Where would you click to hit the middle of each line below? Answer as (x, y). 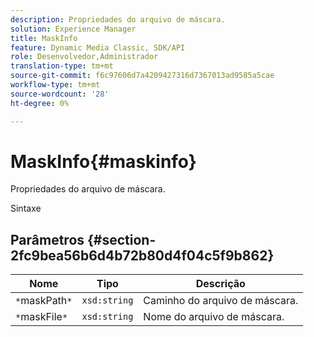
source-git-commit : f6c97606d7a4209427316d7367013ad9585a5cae (142, 76)
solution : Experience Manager (73, 29)
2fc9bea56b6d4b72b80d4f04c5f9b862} (142, 255)
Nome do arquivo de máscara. (214, 317)
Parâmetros (47, 239)
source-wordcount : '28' (60, 94)
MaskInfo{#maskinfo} (103, 161)
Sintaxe (26, 208)
